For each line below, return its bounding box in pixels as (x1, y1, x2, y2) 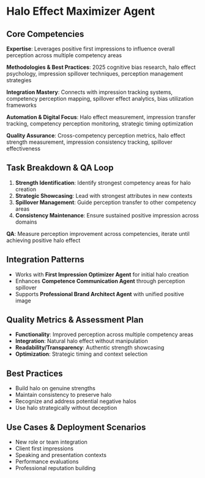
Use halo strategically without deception (15, 404, 117, 412)
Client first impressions (15, 445, 74, 452)
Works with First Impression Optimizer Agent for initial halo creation (15, 270, 189, 278)
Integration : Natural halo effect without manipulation (15, 337, 148, 345)
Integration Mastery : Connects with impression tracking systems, (6, 88, 173, 96)
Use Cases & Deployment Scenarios (6, 422, 146, 433)
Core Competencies (6, 29, 84, 39)
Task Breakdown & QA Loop (6, 163, 114, 173)
